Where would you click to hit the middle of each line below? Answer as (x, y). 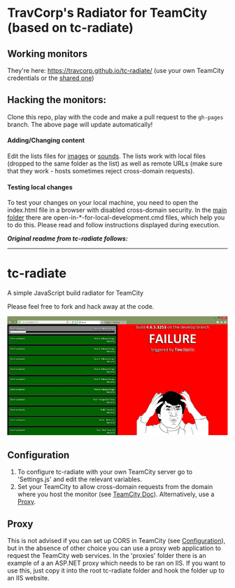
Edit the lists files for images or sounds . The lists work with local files (107, 156)
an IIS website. (28, 577)
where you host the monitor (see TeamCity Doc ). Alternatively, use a (116, 494)
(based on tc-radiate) (71, 28)
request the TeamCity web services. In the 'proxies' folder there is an (107, 555)
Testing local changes (40, 187)
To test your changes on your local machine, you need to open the (103, 203)
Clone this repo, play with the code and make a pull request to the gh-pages (115, 116)
